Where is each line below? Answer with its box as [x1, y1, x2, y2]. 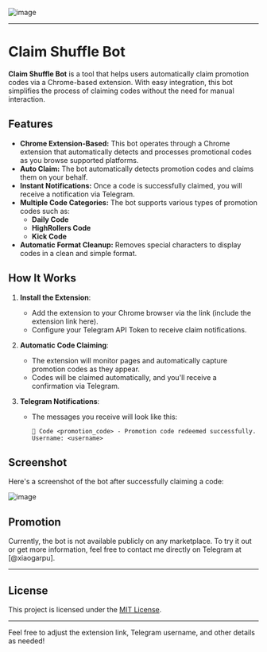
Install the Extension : [19, 293, 91, 302]
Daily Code [31, 215, 69, 224]
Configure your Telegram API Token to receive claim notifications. [31, 324, 247, 334]
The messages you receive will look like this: [31, 412, 178, 421]
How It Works [8, 271, 77, 285]
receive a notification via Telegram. [19, 189, 135, 199]
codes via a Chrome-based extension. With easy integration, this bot [8, 77, 233, 87]
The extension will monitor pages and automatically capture [31, 355, 228, 365]
